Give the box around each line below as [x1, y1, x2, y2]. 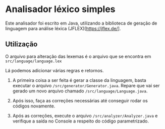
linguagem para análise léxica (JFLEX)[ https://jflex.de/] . [5, 25, 121, 31]
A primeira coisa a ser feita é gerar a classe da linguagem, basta [12, 77, 146, 83]
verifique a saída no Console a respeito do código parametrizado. [12, 118, 149, 124]
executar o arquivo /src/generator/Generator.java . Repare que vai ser [12, 82, 160, 88]
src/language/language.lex [5, 59, 62, 64]
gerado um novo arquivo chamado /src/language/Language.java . [12, 88, 148, 94]
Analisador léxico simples [5, 4, 116, 15]
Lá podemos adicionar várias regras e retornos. [5, 67, 104, 73]
